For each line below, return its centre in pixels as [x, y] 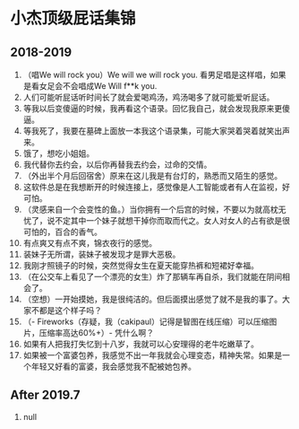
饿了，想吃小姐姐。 [59, 153]
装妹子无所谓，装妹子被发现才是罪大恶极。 [102, 254]
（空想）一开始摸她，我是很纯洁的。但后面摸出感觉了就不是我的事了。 [153, 299]
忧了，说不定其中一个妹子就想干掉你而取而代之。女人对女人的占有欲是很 [156, 220]
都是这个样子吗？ [70, 310]
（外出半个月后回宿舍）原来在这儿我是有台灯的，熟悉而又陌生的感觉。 [153, 175]
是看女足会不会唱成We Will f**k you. [90, 86]
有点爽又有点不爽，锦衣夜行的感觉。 [90, 243]
